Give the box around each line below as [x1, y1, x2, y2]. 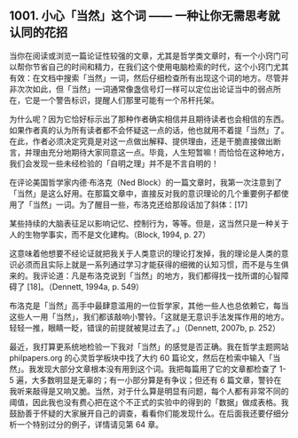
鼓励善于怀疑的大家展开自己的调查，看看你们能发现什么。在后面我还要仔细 [9, 408, 281, 418]
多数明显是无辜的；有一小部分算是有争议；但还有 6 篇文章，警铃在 [39, 374, 282, 385]
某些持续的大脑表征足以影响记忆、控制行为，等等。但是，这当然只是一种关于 [9, 218, 289, 228]
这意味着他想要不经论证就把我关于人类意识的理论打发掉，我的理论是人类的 [9, 248, 281, 259]
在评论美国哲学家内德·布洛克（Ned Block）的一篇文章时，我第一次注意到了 [9, 177, 282, 187]
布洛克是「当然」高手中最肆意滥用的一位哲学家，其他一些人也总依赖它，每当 [9, 300, 289, 311]
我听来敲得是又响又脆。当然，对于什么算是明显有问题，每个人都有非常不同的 [9, 386, 289, 396]
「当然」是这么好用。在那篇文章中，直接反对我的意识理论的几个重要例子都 [9, 187, 281, 198]
